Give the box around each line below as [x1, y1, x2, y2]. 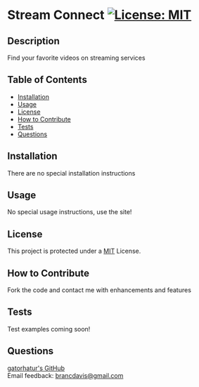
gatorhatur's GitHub [7, 364, 65, 372]
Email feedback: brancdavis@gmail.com [7, 371, 124, 379]
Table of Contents [7, 74, 88, 86]
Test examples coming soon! [7, 324, 91, 333]
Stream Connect [7, 7, 105, 23]
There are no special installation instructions [7, 169, 136, 177]
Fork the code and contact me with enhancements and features [7, 286, 192, 294]
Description [7, 35, 60, 47]
